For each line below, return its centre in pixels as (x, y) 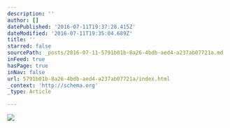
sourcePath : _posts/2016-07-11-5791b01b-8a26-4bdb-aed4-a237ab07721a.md (115, 53)
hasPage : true (28, 66)
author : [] (23, 20)
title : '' (22, 40)
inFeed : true (26, 59)
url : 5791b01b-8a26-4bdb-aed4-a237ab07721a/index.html (89, 79)
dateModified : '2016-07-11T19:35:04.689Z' (70, 33)
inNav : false (26, 72)
